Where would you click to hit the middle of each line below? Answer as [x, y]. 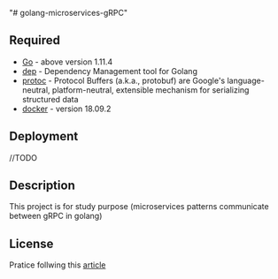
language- [246, 80]
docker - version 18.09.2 [66, 109]
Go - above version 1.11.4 [67, 62]
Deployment [44, 136]
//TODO [23, 157]
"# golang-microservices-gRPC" [69, 13]
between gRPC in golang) [56, 216]
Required [35, 40]
